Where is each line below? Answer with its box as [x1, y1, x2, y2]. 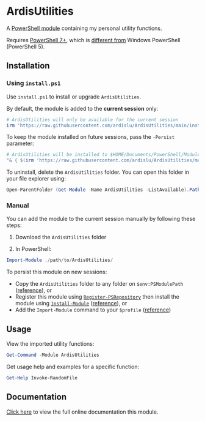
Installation [6, 61, 50, 71]
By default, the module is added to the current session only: [6, 105, 159, 112]
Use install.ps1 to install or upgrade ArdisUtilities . [6, 93, 142, 100]
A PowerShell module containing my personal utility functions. [6, 24, 163, 32]
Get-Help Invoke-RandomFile [6, 374, 78, 381]
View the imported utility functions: [6, 340, 95, 347]
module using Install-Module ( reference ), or [15, 300, 128, 307]
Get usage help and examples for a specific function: [6, 363, 139, 370]
